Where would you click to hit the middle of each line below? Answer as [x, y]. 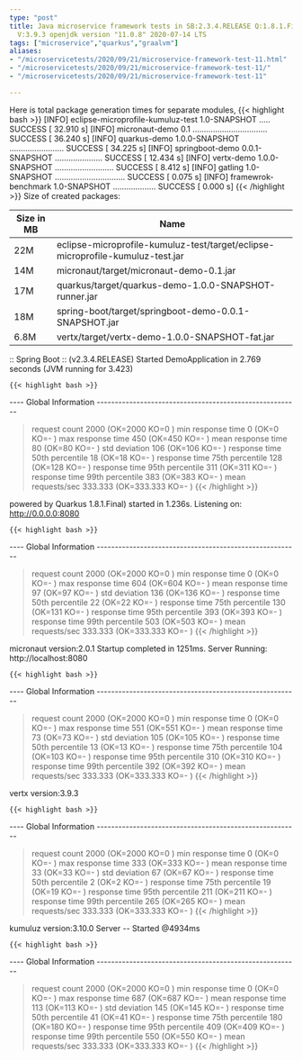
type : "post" [34, 18]
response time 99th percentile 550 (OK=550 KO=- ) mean [138, 1036]
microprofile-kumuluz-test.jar [120, 256]
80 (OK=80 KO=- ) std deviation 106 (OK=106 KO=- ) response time [156, 448]
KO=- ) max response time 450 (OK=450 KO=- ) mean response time [159, 439]
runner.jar [78, 296]
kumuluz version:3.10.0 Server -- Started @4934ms [105, 928]
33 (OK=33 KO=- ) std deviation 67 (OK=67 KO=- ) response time [152, 872]
